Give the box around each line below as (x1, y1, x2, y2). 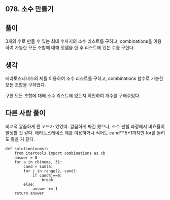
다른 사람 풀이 (5, 109, 46, 118)
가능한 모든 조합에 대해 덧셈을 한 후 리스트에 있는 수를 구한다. (14, 45, 135, 51)
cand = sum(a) (23, 164, 53, 169)
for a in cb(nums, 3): (14, 159, 62, 164)
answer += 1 (32, 186, 58, 191)
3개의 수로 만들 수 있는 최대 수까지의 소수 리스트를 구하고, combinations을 (5, 38, 152, 44)
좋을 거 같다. (10, 136, 36, 142)
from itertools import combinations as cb (14, 151, 106, 156)
